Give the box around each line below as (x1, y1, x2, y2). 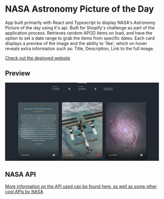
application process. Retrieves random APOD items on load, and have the (5, 30, 153, 36)
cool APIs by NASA (5, 188, 43, 194)
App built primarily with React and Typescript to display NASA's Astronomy (5, 20, 156, 25)
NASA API (5, 170, 36, 179)
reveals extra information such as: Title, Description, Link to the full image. (5, 45, 155, 51)
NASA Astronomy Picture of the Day (5, 3, 154, 15)
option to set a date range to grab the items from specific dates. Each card (5, 35, 155, 41)
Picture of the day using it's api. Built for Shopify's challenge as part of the (5, 24, 155, 30)
